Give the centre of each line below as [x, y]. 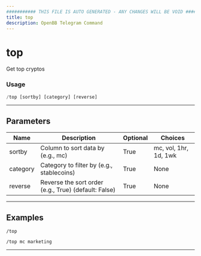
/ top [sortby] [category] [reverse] [52, 97]
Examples [25, 217]
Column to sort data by [72, 148]
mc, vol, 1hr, [171, 148]
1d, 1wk [165, 156]
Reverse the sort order [72, 182]
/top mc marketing [29, 242]
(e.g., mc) [54, 156]
